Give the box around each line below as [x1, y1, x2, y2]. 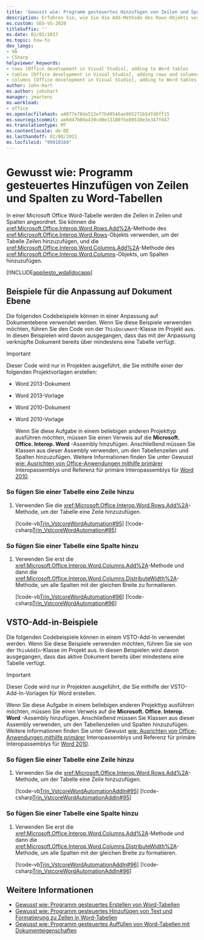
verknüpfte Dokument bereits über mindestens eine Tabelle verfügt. [6, 338, 176, 345]
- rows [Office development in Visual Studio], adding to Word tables [6, 65, 189, 72]
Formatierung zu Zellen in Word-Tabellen [15, 914, 117, 921]
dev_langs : [6, 43, 34, 49]
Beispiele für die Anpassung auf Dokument [6, 287, 172, 297]
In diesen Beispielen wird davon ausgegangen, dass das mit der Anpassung [6, 332, 196, 339]
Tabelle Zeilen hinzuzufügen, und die [6, 237, 99, 244]
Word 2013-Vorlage [15, 391, 64, 399]
